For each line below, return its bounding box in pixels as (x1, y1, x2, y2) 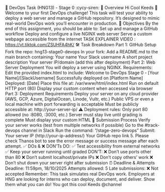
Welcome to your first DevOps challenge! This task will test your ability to (5, 10, 153, 16)
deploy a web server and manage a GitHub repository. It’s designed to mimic (5, 15, 160, 21)
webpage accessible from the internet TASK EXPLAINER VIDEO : (5, 36, 136, 42)
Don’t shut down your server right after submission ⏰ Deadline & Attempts (5, 160, 155, 165)
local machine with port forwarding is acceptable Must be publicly (5, 101, 139, 107)
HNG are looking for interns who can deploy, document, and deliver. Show (5, 176, 156, 182)
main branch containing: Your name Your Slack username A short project (5, 54, 153, 60)
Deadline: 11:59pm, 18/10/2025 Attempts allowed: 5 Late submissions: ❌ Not (5, 165, 159, 171)
